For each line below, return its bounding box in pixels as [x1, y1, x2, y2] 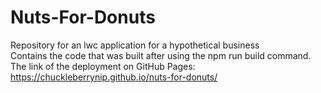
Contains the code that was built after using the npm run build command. [10, 49, 312, 61]
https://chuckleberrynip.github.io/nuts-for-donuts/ [10, 71, 218, 83]
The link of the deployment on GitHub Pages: [10, 60, 196, 72]
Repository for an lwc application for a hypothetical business [10, 39, 260, 51]
